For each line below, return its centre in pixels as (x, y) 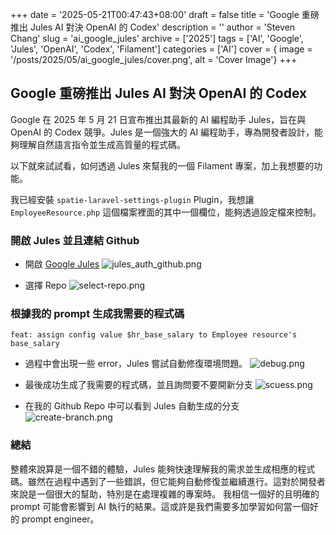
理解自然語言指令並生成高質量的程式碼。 (102, 144)
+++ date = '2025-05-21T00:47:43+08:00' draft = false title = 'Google (155, 14)
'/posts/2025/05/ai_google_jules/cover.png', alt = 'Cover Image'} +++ (154, 59)
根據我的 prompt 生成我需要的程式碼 (97, 314)
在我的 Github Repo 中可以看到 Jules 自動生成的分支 (132, 406)
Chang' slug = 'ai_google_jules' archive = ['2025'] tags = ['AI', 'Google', (157, 38)
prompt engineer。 (60, 519)
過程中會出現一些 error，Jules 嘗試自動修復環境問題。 (136, 364)
